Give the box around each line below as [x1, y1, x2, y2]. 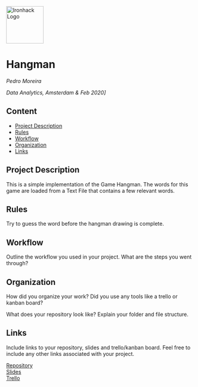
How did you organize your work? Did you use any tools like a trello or [6, 293, 178, 300]
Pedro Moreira [6, 77, 42, 84]
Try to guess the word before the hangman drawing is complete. [6, 220, 164, 228]
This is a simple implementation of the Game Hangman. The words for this [6, 180, 188, 188]
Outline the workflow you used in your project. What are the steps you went [6, 253, 192, 260]
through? [6, 260, 29, 267]
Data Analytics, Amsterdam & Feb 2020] [6, 89, 106, 96]
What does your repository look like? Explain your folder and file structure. [6, 311, 189, 318]
